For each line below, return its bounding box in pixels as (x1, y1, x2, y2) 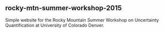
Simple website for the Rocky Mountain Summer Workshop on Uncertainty (5, 17, 159, 23)
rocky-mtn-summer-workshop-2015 (5, 4, 122, 12)
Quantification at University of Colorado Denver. (5, 22, 104, 28)
